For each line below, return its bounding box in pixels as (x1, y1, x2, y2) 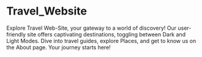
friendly (6, 30, 26, 38)
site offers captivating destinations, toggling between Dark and (27, 30, 185, 38)
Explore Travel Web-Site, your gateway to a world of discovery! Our (6, 24, 177, 32)
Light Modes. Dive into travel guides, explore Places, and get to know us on (6, 37, 196, 44)
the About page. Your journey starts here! (6, 44, 111, 51)
